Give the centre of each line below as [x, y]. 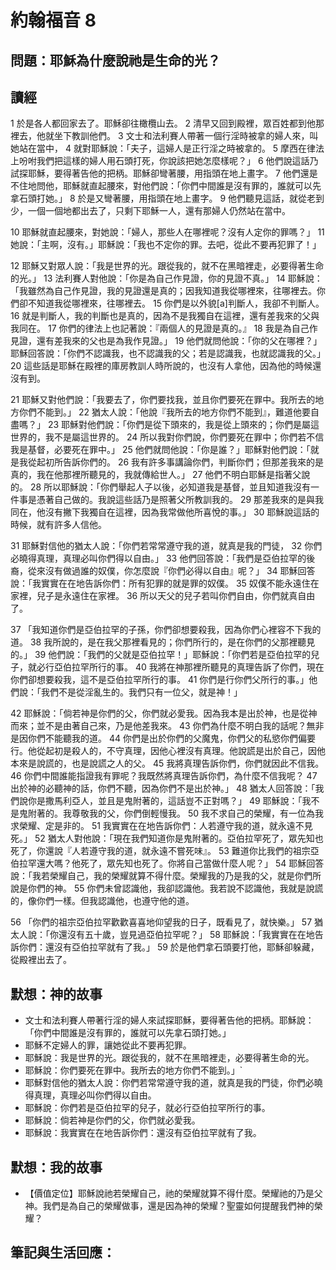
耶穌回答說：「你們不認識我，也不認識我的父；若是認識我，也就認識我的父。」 [168, 353]
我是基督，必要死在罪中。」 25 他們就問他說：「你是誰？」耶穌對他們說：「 [160, 450]
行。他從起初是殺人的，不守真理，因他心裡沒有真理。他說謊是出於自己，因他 [168, 751]
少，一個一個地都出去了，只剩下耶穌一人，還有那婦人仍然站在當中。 [150, 211]
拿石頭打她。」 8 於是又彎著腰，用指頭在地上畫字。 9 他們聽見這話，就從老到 [167, 198]
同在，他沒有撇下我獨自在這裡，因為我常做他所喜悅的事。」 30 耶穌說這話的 [165, 512]
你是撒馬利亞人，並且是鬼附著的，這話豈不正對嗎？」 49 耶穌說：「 [165, 801]
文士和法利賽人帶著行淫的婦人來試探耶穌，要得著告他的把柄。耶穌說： [169, 1020]
